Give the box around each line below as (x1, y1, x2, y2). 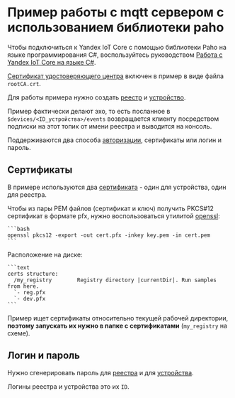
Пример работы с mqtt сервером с (7, 4, 224, 21)
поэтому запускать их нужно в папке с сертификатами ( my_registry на (7, 321, 228, 330)
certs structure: (7, 270, 59, 277)
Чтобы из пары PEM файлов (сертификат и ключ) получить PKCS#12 (7, 204, 214, 213)
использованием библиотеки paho (7, 19, 224, 36)
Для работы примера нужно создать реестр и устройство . (7, 93, 186, 102)
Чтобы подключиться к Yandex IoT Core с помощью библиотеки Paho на (7, 43, 227, 51)
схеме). (7, 328, 30, 338)
